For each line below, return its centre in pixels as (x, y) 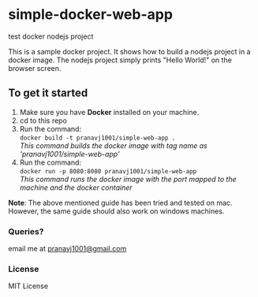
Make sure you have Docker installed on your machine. (109, 112)
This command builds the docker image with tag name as (113, 145)
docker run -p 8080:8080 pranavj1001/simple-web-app (108, 171)
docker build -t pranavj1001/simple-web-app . (97, 138)
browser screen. (35, 68)
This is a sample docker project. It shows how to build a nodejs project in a (129, 51)
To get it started (48, 93)
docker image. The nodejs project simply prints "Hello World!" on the (120, 60)
